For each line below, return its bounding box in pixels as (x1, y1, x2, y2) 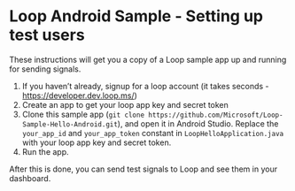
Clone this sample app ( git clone (21, 109, 144, 119)
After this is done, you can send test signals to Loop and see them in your (9, 164, 277, 174)
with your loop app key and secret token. (21, 137, 172, 148)
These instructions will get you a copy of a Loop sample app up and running (9, 54, 287, 65)
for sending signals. (9, 64, 82, 74)
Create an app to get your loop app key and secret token (21, 99, 229, 110)
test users (9, 25, 86, 45)
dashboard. (9, 172, 51, 183)
